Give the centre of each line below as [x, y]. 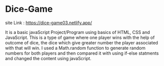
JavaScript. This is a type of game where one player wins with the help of [80, 37]
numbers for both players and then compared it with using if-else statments [82, 53]
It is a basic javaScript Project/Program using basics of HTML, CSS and [78, 32]
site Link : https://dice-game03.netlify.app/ [49, 23]
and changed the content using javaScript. [48, 58]
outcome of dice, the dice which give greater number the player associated [82, 42]
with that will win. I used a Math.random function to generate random [75, 48]
